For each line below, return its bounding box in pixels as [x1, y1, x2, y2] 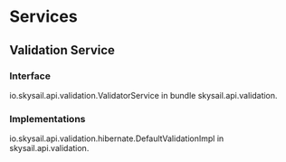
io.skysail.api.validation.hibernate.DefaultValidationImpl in [9, 133, 224, 144]
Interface [9, 70, 52, 82]
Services [9, 6, 79, 27]
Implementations [9, 112, 86, 125]
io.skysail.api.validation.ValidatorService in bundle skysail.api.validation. [9, 90, 278, 100]
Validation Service [9, 43, 116, 58]
